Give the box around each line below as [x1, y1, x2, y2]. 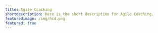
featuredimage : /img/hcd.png [5, 16, 65, 21]
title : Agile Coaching [5, 7, 52, 12]
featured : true [5, 20, 37, 26]
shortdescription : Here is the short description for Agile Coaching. [5, 12, 154, 16]
